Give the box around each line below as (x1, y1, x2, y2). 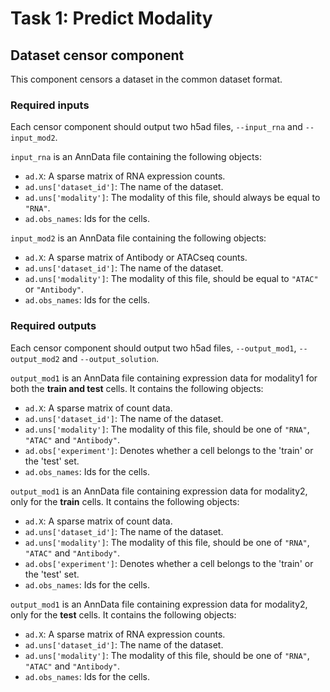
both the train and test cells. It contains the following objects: (10, 382, 264, 394)
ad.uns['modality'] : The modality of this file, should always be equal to (24, 192, 321, 204)
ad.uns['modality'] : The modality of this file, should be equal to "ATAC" (24, 273, 319, 285)
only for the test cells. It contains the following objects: (10, 608, 237, 621)
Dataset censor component (10, 47, 185, 64)
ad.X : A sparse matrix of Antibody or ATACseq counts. (24, 252, 248, 264)
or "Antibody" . (24, 283, 85, 296)
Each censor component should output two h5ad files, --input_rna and (10, 121, 303, 133)
